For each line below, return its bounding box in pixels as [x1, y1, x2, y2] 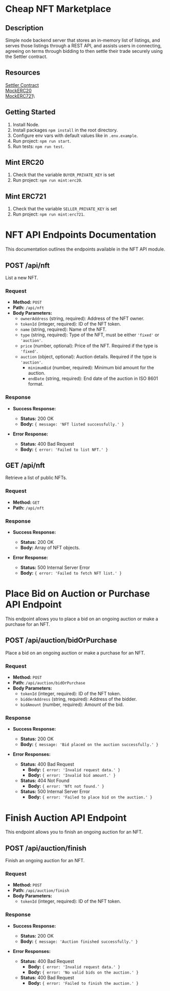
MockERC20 [5, 87, 32, 93]
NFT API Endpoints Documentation [5, 229, 156, 241]
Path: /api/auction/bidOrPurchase [12, 680, 86, 686]
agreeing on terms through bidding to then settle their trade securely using [5, 48, 163, 54]
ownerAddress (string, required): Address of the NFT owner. [20, 315, 144, 321]
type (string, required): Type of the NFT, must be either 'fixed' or [20, 332, 160, 338]
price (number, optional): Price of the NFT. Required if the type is [20, 342, 158, 349]
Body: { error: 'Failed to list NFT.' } [20, 446, 109, 452]
